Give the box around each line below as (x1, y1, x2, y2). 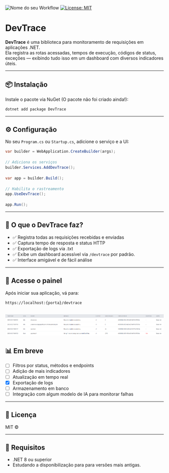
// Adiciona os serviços (5, 160, 57, 165)
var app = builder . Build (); (5, 175, 64, 181)
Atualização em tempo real (12, 374, 68, 380)
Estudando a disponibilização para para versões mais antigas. (12, 462, 141, 468)
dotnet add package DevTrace (5, 106, 66, 112)
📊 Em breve (5, 347, 44, 355)
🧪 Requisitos (5, 443, 45, 452)
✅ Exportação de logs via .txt (12, 245, 73, 251)
